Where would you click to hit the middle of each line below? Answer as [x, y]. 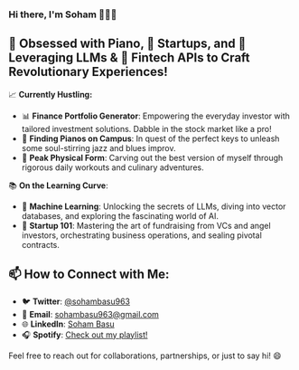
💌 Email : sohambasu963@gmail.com [90, 314]
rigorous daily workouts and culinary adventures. [112, 167]
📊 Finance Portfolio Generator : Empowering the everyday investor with [156, 116]
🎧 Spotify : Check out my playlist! [84, 335]
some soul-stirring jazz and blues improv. [98, 147]
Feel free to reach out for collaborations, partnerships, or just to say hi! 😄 [145, 356]
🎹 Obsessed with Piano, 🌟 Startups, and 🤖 [127, 44]
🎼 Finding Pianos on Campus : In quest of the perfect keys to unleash [150, 138]
